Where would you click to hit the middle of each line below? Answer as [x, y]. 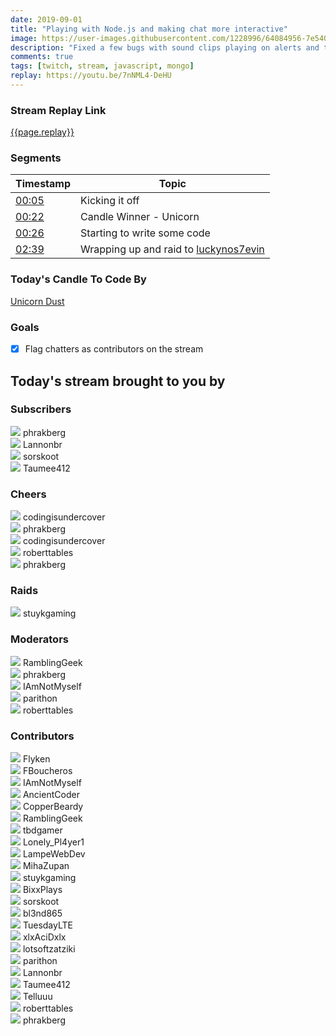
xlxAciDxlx [44, 937]
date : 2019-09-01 [46, 19]
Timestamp [43, 184]
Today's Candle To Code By [78, 279]
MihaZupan [46, 865]
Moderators [39, 639]
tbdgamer [42, 830]
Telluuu [37, 996]
